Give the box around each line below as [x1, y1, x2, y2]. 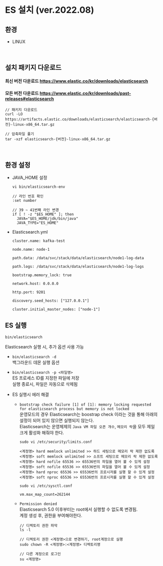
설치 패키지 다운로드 [5, 64, 62, 72]
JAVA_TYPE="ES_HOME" [17, 220, 59, 225]
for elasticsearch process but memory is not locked [19, 406, 130, 411]
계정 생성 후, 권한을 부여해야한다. [19, 512, 82, 518]
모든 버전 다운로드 [5, 90, 39, 96]
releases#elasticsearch [5, 96, 54, 102]
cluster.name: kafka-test [12, 239, 65, 243]
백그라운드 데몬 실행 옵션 [12, 359, 60, 365]
